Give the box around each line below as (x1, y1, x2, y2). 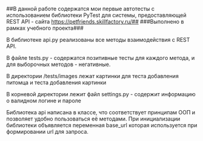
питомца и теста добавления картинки (6, 79, 107, 86)
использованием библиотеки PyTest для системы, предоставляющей (6, 11, 187, 19)
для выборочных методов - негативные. (6, 61, 111, 68)
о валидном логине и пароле (6, 97, 82, 104)
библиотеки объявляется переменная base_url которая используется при (6, 122, 198, 129)
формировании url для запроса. (6, 128, 89, 135)
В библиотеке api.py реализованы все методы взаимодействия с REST (6, 36, 190, 43)
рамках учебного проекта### (6, 24, 84, 31)
